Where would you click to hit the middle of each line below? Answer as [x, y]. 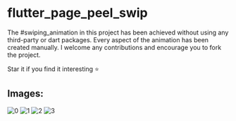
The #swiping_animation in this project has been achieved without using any [118, 32]
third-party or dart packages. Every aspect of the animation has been [108, 39]
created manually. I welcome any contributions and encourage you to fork [114, 47]
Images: [25, 94]
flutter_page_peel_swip [77, 13]
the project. [24, 55]
